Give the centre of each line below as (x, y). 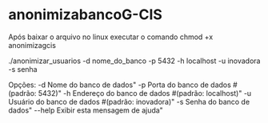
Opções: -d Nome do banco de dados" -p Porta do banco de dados (120, 85)
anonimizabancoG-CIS (85, 15)
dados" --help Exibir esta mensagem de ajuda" (86, 110)
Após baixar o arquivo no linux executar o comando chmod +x (111, 37)
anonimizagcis (32, 45)
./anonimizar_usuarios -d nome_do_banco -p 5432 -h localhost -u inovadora (134, 61)
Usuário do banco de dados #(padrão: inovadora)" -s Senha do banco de (129, 101)
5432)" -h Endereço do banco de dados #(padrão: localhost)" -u (145, 93)
